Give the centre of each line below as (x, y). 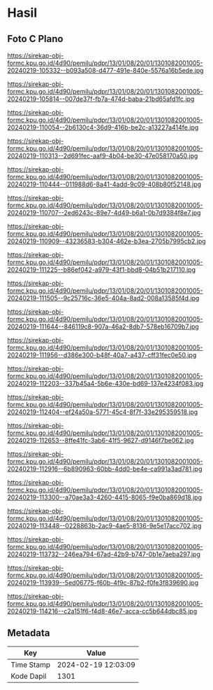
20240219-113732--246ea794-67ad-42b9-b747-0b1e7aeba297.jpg (104, 554)
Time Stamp (31, 665)
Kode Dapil (29, 676)
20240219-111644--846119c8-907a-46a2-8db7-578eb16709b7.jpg (103, 326)
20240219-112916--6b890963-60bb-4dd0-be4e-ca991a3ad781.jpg (105, 469)
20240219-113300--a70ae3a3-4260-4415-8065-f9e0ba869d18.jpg (105, 497)
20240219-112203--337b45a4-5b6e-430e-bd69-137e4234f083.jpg (105, 384)
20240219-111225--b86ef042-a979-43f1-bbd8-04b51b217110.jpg (101, 270)
